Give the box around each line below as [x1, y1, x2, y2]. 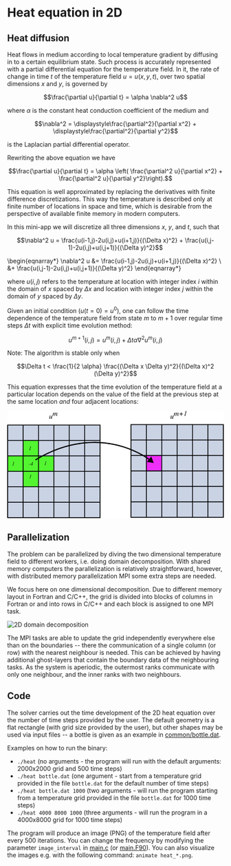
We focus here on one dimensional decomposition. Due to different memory [7, 585, 222, 593]
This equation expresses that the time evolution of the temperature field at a [7, 383, 222, 391]
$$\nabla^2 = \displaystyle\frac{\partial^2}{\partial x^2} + [34, 120, 197, 128]
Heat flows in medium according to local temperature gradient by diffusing [7, 50, 219, 58]
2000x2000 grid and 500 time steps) [16, 764, 122, 772]
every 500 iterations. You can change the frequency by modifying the [7, 836, 204, 844]
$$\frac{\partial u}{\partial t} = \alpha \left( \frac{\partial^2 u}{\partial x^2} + [8, 167, 223, 175]
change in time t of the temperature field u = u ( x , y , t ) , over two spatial [7, 72, 206, 80]
